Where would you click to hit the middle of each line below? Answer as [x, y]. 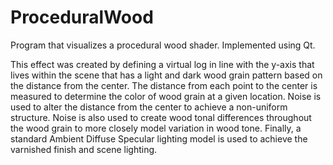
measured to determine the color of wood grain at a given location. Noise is [166, 96]
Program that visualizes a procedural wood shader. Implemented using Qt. [163, 45]
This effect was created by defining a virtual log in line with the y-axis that [162, 64]
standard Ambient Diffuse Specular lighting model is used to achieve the [159, 138]
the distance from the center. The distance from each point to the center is [164, 85]
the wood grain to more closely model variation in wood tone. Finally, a [156, 128]
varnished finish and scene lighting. [84, 149]
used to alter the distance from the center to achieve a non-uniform [149, 107]
